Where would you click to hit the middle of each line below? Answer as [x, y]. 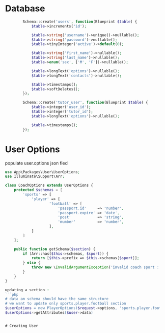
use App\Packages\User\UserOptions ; [42, 172]
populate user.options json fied [36, 163]
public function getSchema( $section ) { [55, 249]
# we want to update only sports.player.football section [66, 304]
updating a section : [27, 290]
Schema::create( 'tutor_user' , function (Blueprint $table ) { [85, 103]
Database [25, 9]
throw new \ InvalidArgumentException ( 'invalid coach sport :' [96, 267]
